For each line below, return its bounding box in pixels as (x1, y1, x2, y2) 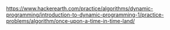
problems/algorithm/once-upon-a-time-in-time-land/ (6, 18, 135, 24)
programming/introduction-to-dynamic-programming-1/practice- (6, 11, 164, 18)
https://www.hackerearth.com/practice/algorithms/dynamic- (6, 5, 153, 12)
